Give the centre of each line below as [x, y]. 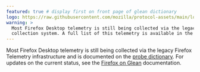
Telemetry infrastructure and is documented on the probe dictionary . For [95, 57]
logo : [13, 17]
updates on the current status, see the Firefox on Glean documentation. [94, 63]
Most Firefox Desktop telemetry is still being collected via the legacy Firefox [99, 50]
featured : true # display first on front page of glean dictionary [92, 12]
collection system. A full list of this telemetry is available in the [102, 34]
